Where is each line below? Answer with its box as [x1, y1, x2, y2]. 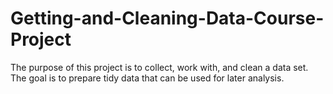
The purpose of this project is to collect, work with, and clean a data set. [10, 61, 309, 73]
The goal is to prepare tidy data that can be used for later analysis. [10, 72, 285, 84]
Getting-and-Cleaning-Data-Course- [10, 7, 325, 30]
